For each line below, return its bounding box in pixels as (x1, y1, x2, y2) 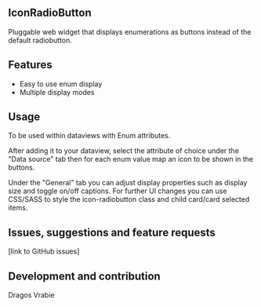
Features (8, 58, 53, 71)
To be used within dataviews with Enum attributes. (8, 131, 171, 141)
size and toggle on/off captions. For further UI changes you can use (8, 186, 227, 196)
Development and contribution (8, 269, 161, 283)
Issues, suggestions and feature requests (8, 225, 216, 239)
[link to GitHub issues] (8, 247, 80, 256)
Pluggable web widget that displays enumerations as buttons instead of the (8, 27, 252, 36)
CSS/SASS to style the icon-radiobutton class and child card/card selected (8, 195, 250, 204)
